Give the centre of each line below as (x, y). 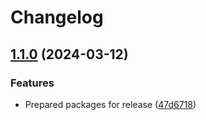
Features (32, 83)
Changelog (57, 17)
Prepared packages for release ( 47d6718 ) (110, 104)
